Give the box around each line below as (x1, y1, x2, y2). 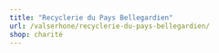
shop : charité (9, 30, 64, 39)
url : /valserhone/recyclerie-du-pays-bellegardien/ (9, 22, 210, 31)
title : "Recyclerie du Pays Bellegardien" (9, 13, 173, 22)
